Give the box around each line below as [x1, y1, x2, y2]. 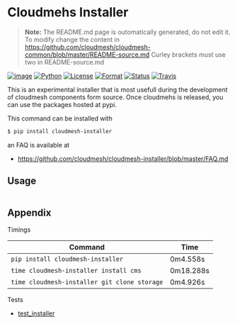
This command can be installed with [7, 114, 113, 123]
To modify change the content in [24, 35, 120, 43]
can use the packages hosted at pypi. [7, 100, 117, 108]
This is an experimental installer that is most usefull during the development [7, 85, 228, 94]
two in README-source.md [24, 57, 105, 66]
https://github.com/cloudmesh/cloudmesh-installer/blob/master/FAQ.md [17, 154, 229, 163]
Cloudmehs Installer [7, 4, 129, 21]
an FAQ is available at [7, 140, 70, 149]
